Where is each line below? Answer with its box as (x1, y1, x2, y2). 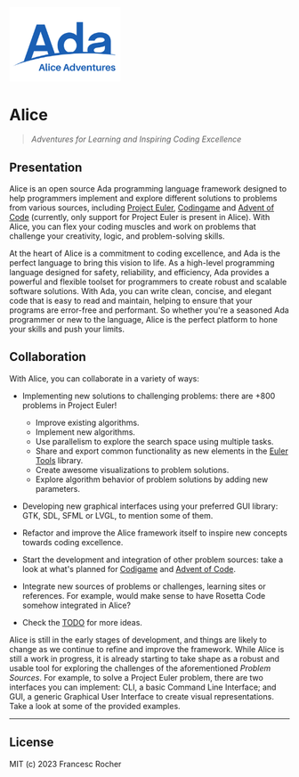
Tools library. (35, 454, 84, 465)
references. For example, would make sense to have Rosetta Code (21, 590, 266, 601)
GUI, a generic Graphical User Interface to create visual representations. (9, 691, 274, 701)
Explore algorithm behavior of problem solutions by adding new (35, 474, 269, 485)
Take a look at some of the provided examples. (9, 700, 181, 711)
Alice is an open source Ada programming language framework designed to (9, 184, 287, 194)
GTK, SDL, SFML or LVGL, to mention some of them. (21, 510, 214, 520)
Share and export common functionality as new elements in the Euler (35, 446, 289, 456)
